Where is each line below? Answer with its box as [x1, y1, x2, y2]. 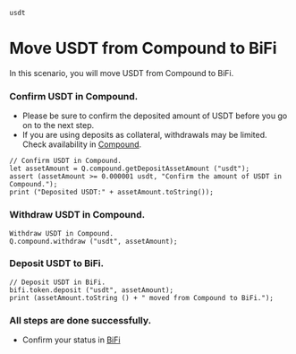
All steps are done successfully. [9, 314, 152, 326]
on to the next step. [21, 120, 95, 131]
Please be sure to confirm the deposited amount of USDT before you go [21, 110, 288, 121]
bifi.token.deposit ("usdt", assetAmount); [9, 285, 174, 295]
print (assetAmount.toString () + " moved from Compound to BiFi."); [9, 293, 275, 302]
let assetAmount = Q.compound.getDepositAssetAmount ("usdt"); [9, 164, 250, 174]
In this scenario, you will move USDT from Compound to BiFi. [9, 67, 234, 78]
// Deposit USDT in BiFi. [9, 278, 106, 287]
